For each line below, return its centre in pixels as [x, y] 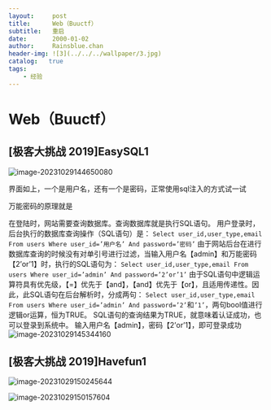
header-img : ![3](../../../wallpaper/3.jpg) [85, 54]
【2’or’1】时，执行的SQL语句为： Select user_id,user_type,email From [129, 264]
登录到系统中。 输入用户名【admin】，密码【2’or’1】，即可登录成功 [132, 325]
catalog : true [36, 62]
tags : [17, 69]
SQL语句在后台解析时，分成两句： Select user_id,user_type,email [142, 294]
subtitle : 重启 [37, 31]
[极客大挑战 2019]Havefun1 [77, 362]
